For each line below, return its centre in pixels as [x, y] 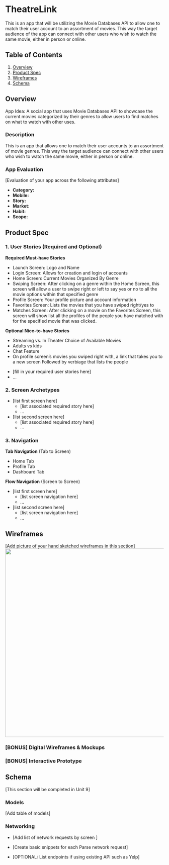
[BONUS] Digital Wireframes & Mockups [55, 747]
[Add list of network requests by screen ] [55, 837]
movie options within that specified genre [55, 294]
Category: [23, 190]
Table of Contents [34, 55]
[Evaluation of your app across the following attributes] [62, 180]
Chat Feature [26, 351]
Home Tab [23, 461]
